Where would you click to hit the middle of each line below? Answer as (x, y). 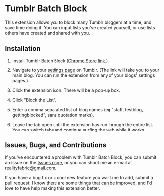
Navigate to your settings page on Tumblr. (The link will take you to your (86, 70)
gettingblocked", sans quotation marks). (53, 115)
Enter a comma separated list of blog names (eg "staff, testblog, (78, 109)
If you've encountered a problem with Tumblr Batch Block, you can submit (81, 157)
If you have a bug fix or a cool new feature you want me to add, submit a (79, 177)
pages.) (20, 80)
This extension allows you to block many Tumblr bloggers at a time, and (78, 22)
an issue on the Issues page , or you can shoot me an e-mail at (69, 162)
